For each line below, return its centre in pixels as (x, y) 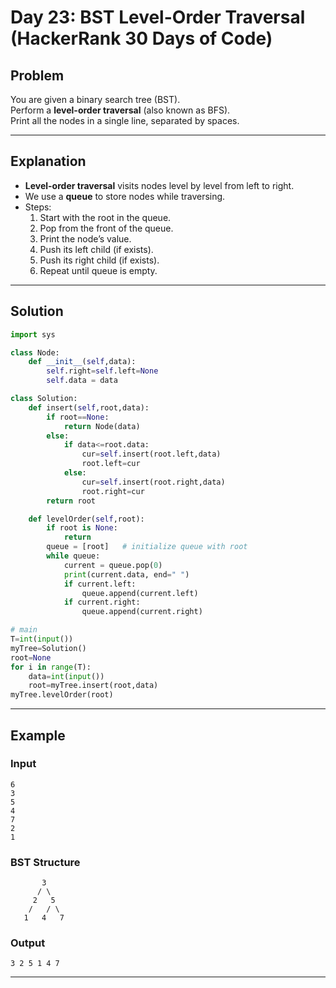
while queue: (73, 556)
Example (38, 735)
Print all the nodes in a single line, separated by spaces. (125, 120)
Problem (37, 75)
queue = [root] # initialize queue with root (147, 547)
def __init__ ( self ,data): (82, 362)
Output (28, 943)
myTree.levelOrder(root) (62, 695)
